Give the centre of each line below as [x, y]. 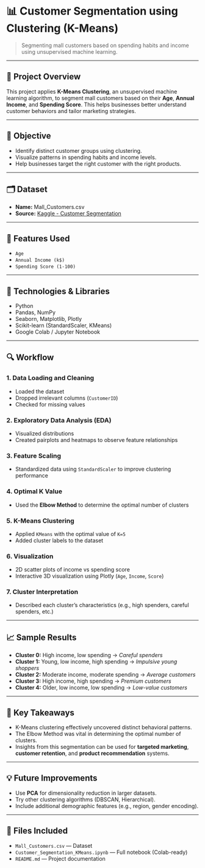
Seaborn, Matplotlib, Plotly [49, 319]
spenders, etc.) [34, 612]
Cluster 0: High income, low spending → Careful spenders [89, 655]
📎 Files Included [37, 831]
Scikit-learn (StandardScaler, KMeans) [63, 325]
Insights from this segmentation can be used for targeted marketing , [102, 747]
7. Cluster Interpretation [42, 592]
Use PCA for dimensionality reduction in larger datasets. [86, 793]
